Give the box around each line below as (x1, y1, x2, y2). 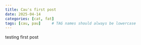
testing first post (5, 34, 39, 40)
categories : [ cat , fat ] (5, 16, 54, 21)
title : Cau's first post (5, 7, 56, 12)
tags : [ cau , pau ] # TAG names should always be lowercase (5, 21, 136, 26)
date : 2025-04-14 (5, 12, 41, 17)
